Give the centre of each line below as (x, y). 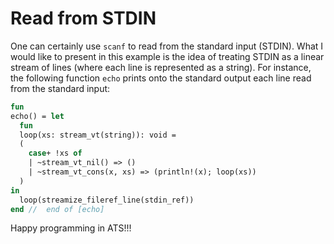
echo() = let (37, 116)
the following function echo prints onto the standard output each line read (161, 78)
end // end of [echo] (57, 209)
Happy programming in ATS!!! (71, 228)
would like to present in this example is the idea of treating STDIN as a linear (167, 56)
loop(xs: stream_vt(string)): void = (98, 135)
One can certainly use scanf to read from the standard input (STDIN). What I (167, 46)
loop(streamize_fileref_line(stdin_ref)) (107, 200)
